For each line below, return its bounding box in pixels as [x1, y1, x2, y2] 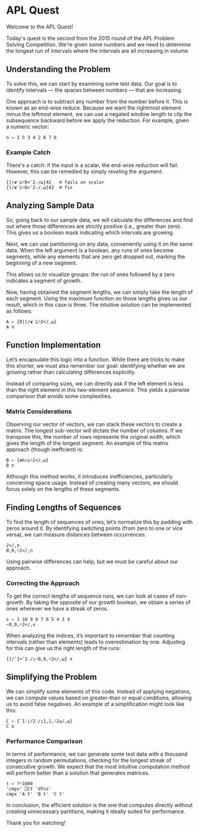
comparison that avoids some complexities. [6, 392, 113, 400]
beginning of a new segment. [6, 259, 78, 266]
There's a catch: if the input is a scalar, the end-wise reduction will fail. [6, 162, 179, 169]
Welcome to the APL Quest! [6, 23, 73, 30]
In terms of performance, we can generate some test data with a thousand [6, 750, 188, 758]
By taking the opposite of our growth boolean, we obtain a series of [26, 599, 191, 606]
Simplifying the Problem [6, 672, 97, 682]
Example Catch [6, 148, 51, 156]
